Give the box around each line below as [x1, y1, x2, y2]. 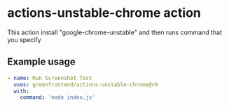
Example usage [7, 56, 76, 68]
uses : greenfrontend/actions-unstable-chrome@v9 [13, 81, 158, 88]
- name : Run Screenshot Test [7, 74, 92, 81]
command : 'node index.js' [20, 94, 96, 101]
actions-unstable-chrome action [7, 5, 201, 21]
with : [13, 88, 30, 95]
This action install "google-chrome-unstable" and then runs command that [7, 28, 223, 36]
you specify [7, 35, 41, 43]
